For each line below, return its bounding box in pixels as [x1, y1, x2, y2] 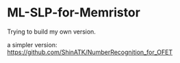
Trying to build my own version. [7, 27, 96, 36]
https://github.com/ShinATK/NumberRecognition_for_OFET [7, 48, 173, 56]
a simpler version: [7, 40, 57, 49]
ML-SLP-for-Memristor [7, 5, 140, 21]
